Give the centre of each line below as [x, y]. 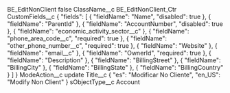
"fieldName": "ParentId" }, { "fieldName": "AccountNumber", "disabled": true [115, 24]
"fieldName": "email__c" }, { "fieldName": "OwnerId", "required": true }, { [109, 53]
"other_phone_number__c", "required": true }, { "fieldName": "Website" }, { [112, 45]
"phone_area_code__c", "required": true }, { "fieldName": [87, 38]
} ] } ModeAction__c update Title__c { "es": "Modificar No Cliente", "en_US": [114, 75]
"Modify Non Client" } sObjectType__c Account [74, 82]
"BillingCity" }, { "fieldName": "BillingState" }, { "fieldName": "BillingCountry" [115, 67]
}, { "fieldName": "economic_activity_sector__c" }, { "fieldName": [98, 31]
